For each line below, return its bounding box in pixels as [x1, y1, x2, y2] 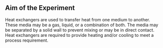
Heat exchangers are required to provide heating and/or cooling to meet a [5, 32, 154, 38]
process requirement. [5, 37, 48, 43]
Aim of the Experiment [5, 4, 75, 12]
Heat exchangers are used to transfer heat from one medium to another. [5, 16, 150, 22]
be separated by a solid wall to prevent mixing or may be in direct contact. [5, 27, 155, 33]
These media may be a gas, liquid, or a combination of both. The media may [5, 22, 159, 28]
